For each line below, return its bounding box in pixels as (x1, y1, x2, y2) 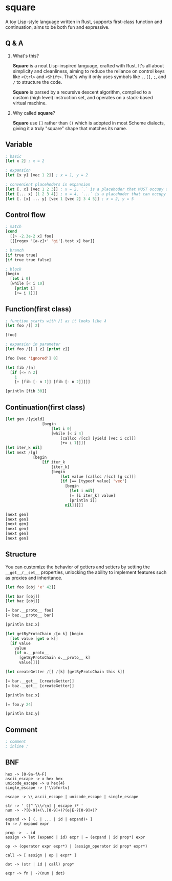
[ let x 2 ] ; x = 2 (5, 158, 45, 164)
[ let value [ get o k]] (10, 636, 58, 641)
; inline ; (5, 744, 29, 749)
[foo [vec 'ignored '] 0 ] (5, 355, 58, 361)
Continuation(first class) (5, 403, 85, 411)
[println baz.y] (5, 711, 40, 716)
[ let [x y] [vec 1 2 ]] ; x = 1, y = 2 (5, 173, 88, 178)
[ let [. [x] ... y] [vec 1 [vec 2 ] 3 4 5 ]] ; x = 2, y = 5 (5, 196, 134, 202)
